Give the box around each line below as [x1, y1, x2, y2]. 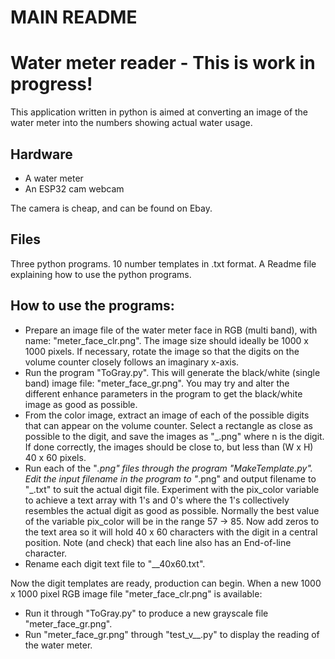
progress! [10, 73, 93, 96]
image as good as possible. [24, 398, 138, 410]
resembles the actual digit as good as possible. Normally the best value [24, 504, 320, 516]
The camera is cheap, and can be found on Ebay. [10, 202, 213, 214]
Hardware [10, 146, 73, 163]
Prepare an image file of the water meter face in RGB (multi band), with [24, 324, 318, 336]
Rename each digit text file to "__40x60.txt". [24, 557, 206, 570]
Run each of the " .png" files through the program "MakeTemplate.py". [24, 462, 313, 474]
